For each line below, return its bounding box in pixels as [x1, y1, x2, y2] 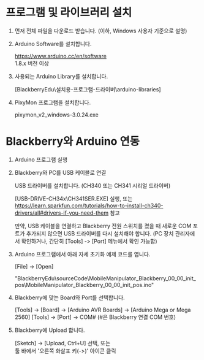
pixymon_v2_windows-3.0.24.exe [14, 111, 99, 118]
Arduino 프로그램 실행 [14, 156, 68, 163]
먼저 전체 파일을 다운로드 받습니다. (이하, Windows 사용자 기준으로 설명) [14, 27, 187, 34]
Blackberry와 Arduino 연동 [6, 134, 140, 148]
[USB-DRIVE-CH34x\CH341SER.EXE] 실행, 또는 [14, 194, 133, 202]
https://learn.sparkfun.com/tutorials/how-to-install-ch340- [14, 202, 164, 209]
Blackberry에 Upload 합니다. [14, 326, 85, 334]
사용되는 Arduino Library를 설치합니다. [14, 72, 108, 80]
